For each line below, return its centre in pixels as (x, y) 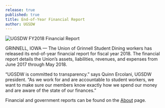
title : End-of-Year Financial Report (45, 19)
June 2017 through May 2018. (36, 64)
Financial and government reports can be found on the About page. (76, 100)
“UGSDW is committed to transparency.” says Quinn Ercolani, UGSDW (78, 75)
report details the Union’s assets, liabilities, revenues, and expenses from (81, 59)
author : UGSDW (20, 24)
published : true (22, 15)
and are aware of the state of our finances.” (51, 91)
